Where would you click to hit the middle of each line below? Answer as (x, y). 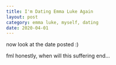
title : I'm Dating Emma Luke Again (50, 11)
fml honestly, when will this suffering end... (58, 56)
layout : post (22, 17)
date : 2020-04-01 (27, 28)
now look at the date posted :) (42, 45)
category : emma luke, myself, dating (52, 22)
